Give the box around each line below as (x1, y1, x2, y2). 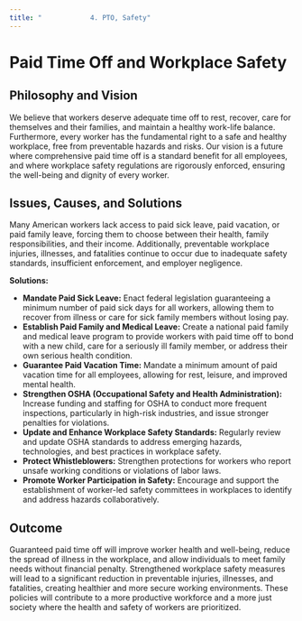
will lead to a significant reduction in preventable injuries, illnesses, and (9, 573, 274, 584)
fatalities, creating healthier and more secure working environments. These (9, 583, 288, 594)
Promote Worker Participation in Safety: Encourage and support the (22, 475, 279, 486)
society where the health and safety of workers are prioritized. (9, 602, 242, 613)
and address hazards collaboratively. (22, 494, 160, 505)
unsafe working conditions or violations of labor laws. (22, 466, 222, 477)
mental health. (22, 379, 77, 390)
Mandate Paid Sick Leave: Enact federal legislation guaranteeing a (22, 292, 271, 303)
